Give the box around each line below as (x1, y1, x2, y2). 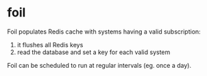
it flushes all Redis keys (16, 40, 84, 49)
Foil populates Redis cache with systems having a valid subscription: (7, 27, 201, 36)
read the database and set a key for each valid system (16, 48, 171, 56)
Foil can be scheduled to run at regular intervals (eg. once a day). (7, 61, 192, 69)
